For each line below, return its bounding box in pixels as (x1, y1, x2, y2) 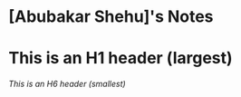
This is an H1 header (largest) (8, 48, 233, 69)
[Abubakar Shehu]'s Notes (8, 6, 214, 27)
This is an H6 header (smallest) (8, 78, 126, 89)
